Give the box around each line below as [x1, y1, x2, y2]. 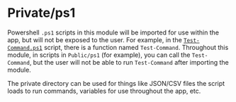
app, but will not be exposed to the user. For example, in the [7, 35, 182, 44]
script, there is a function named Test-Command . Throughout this [43, 43, 229, 51]
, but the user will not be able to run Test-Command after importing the [29, 58, 229, 66]
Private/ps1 [7, 5, 76, 21]
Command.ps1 [7, 44, 43, 51]
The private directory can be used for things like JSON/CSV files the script [7, 79, 225, 87]
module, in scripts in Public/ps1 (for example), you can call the [7, 51, 191, 59]
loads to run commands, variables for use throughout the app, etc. [7, 87, 201, 95]
